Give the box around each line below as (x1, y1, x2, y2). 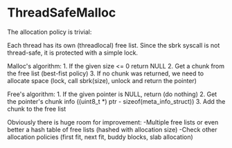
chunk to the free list (7, 104, 66, 113)
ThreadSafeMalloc (7, 5, 116, 21)
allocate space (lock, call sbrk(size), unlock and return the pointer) (7, 76, 197, 84)
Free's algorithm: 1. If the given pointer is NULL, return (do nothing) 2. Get (7, 90, 217, 98)
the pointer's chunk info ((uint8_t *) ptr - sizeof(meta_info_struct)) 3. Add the (7, 97, 226, 105)
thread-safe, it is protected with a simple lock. (7, 48, 139, 57)
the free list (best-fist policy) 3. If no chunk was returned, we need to (7, 69, 204, 77)
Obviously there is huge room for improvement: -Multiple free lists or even (7, 118, 219, 126)
